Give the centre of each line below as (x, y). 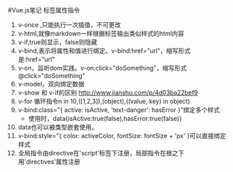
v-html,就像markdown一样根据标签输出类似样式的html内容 (101, 34)
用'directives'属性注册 (49, 162)
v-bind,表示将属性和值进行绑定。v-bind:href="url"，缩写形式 (104, 51)
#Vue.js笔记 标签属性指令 (44, 10)
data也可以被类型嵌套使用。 (58, 127)
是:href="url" (36, 59)
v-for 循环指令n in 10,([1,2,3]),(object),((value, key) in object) (104, 101)
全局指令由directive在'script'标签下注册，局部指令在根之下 (101, 153)
